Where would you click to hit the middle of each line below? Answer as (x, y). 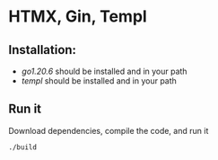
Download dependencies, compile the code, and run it (109, 130)
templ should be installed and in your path (99, 81)
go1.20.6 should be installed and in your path (104, 71)
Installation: (43, 50)
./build (23, 147)
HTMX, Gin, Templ (78, 17)
